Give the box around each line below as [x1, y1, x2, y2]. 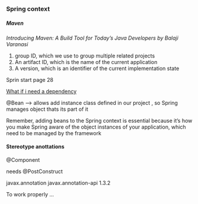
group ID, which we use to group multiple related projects [14, 52, 155, 59]
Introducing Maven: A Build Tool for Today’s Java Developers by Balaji [6, 34, 179, 42]
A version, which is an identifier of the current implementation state [14, 65, 180, 72]
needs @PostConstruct [6, 168, 63, 175]
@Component [6, 157, 40, 164]
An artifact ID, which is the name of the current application [14, 58, 158, 65]
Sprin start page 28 [6, 76, 53, 83]
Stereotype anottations [6, 143, 65, 150]
